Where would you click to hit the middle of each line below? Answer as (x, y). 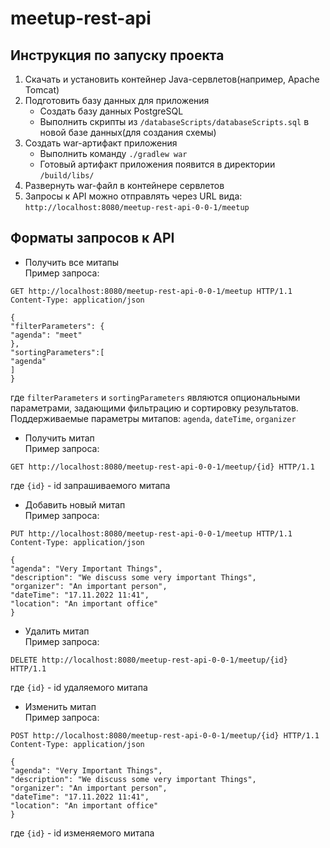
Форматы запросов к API (92, 238)
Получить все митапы (72, 262)
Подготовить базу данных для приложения (117, 100)
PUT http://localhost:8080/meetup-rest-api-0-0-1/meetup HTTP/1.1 (151, 533)
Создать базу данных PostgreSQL (111, 111)
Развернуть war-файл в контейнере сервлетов (124, 185)
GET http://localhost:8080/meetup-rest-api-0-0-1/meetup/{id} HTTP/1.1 (162, 467)
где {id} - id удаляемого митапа (79, 687)
